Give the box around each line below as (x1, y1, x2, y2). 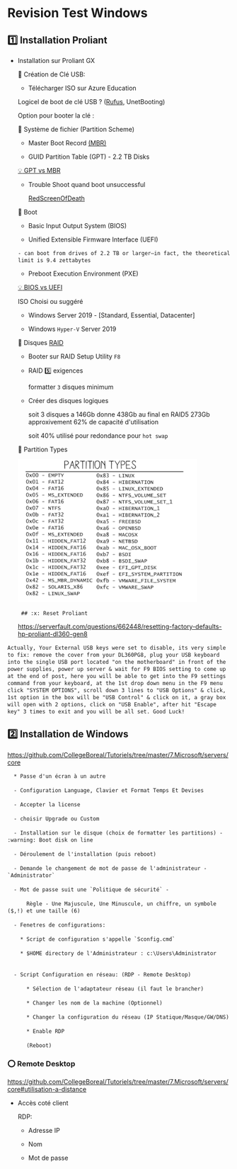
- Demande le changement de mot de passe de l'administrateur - (13, 864, 207, 872)
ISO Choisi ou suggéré (17, 298, 83, 305)
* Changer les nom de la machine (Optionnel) (25, 999, 163, 1007)
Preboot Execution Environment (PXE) (28, 269, 139, 278)
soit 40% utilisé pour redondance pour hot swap (28, 431, 168, 440)
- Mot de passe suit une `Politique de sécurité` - (13, 886, 170, 893)
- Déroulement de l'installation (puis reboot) (13, 850, 157, 858)
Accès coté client (17, 1099, 69, 1107)
